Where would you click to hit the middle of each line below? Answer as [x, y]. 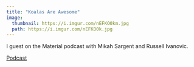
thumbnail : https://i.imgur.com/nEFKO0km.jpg [71, 23]
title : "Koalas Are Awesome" [43, 12]
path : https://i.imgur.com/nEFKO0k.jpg [62, 29]
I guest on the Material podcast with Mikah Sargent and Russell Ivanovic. [97, 46]
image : [15, 18]
